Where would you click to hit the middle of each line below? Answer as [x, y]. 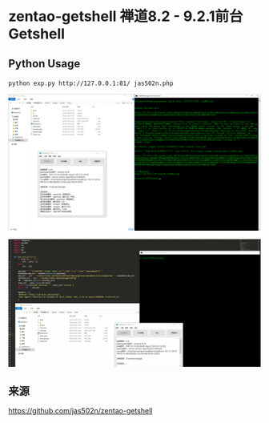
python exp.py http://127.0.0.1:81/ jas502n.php [91, 83]
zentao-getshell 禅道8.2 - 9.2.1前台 [126, 16]
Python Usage [44, 64]
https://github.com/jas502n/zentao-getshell [80, 411]
